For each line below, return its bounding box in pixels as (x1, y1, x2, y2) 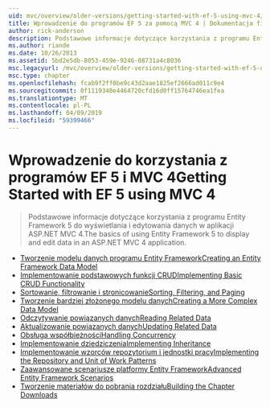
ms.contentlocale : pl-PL (8, 101, 92, 109)
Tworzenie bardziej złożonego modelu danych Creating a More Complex (19, 295, 258, 306)
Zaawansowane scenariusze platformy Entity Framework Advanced (19, 364, 242, 374)
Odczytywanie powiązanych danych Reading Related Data (19, 313, 211, 323)
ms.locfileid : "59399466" (8, 117, 95, 125)
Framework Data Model (19, 261, 98, 271)
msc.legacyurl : (8, 64, 59, 72)
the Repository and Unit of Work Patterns (19, 356, 157, 365)
